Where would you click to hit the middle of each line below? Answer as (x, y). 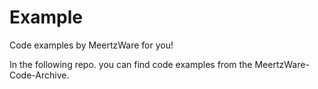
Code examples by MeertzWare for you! (91, 45)
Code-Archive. (39, 75)
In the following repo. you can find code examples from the (131, 64)
